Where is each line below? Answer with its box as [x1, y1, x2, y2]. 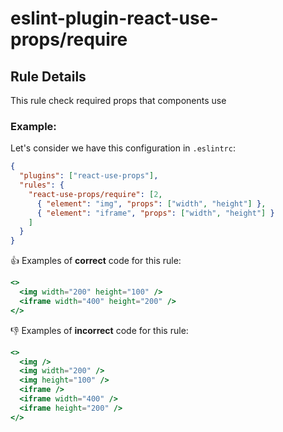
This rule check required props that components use [10, 95, 227, 106]
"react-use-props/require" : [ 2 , [28, 189, 163, 199]
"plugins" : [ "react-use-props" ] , [19, 171, 159, 181]
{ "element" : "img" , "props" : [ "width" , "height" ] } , [36, 198, 267, 209]
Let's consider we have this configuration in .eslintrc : [10, 142, 236, 154]
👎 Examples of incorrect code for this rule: [10, 324, 189, 336]
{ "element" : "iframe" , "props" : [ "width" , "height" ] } [36, 208, 275, 218]
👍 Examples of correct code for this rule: [10, 255, 182, 267]
